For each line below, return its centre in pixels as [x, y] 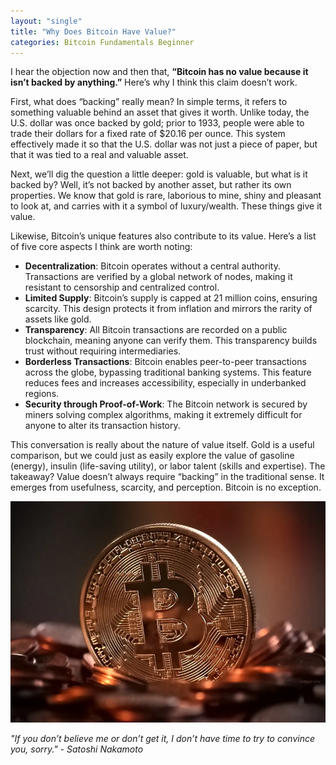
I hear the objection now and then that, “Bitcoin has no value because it [159, 72]
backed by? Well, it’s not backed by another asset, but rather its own [151, 185]
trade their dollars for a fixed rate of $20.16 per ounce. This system [148, 134]
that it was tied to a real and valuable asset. [99, 155]
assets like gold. [58, 319]
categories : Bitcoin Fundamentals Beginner [102, 42]
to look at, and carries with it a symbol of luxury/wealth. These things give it [166, 206]
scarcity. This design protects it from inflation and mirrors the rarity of [168, 309]
